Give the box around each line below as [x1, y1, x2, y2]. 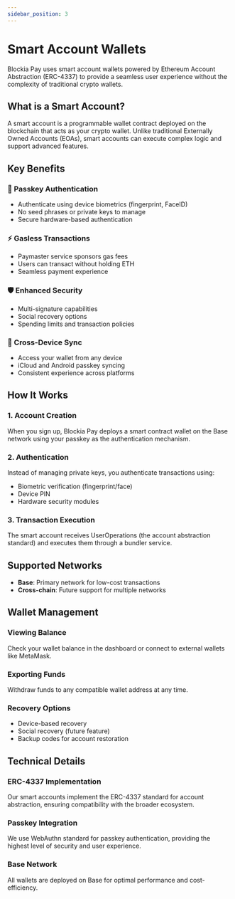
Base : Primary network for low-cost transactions [17, 578, 160, 587]
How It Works [7, 389, 69, 401]
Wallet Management [7, 606, 99, 619]
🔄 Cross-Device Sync [7, 337, 83, 347]
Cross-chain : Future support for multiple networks [17, 586, 167, 594]
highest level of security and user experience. [7, 841, 142, 851]
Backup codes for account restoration [17, 735, 129, 743]
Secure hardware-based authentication [17, 215, 133, 224]
